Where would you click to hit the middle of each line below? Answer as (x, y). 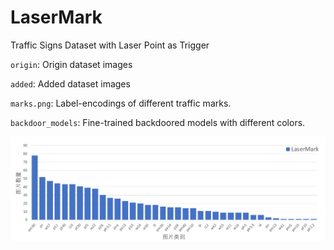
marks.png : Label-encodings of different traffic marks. (121, 103)
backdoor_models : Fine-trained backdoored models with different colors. (158, 122)
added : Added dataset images (70, 83)
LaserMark (56, 17)
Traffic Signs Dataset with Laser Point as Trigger (110, 45)
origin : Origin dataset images (71, 64)
